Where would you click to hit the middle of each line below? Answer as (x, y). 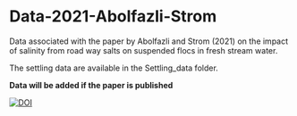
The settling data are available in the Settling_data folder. (114, 68)
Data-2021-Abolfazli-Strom (113, 17)
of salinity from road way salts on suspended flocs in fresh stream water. (144, 50)
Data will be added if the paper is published (91, 85)
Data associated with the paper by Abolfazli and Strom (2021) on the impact (149, 41)
